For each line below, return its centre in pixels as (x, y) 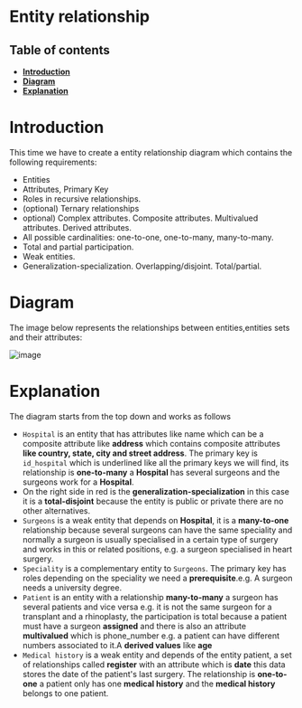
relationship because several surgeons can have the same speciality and (157, 530)
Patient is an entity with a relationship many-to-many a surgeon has (150, 597)
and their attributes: (46, 337)
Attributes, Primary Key (65, 189)
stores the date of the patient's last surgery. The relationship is (139, 674)
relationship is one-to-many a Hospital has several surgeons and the (151, 472)
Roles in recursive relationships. (82, 198)
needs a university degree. (72, 587)
